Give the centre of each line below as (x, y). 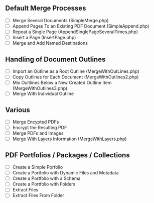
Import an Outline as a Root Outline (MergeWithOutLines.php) (76, 71)
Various (18, 110)
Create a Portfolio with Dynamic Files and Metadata (65, 173)
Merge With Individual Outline (43, 94)
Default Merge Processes (46, 8)
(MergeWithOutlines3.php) (40, 88)
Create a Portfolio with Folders (44, 184)
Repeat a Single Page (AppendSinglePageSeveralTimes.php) (75, 32)
